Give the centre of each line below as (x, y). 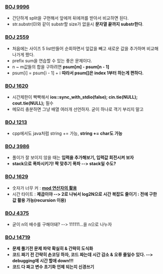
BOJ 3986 (17, 147)
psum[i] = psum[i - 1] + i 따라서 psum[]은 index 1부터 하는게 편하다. (78, 73)
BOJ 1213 (16, 122)
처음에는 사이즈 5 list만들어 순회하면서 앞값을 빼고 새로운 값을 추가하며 (79, 48)
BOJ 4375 (17, 213)
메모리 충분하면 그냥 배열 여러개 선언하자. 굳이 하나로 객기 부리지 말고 (78, 109)
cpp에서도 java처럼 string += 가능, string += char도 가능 (67, 133)
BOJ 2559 (17, 37)
